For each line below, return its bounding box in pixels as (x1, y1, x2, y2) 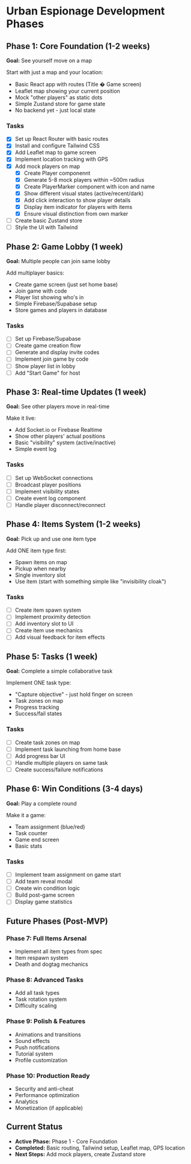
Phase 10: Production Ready (6, 1071, 90, 1080)
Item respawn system (14, 954, 68, 962)
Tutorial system (14, 1050, 53, 1057)
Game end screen (14, 836, 59, 843)
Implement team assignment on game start (14, 871, 121, 879)
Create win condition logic (14, 885, 80, 892)
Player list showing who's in (14, 293, 84, 300)
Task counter (14, 829, 48, 836)
